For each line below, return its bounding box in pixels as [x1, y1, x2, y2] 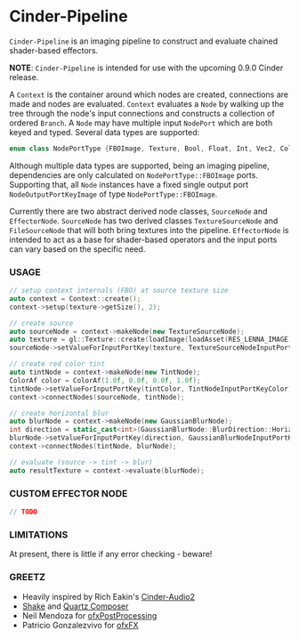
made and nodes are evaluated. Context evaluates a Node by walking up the [9, 98, 285, 109]
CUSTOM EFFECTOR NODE [9, 487, 128, 499]
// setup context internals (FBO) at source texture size [9, 287, 229, 295]
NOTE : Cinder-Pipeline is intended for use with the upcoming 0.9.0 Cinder [9, 62, 284, 73]
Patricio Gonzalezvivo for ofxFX [21, 619, 140, 630]
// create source [9, 319, 74, 328]
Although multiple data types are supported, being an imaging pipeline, [9, 160, 270, 171]
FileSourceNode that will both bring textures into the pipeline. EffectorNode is [9, 224, 289, 235]
